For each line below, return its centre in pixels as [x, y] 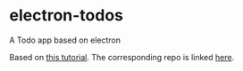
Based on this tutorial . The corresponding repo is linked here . [122, 57]
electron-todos [66, 16]
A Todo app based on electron [65, 40]
